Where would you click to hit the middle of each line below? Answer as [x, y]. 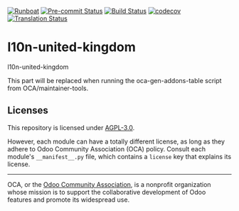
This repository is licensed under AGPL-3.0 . [71, 127]
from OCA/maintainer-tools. [48, 88]
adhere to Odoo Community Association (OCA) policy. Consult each [107, 148]
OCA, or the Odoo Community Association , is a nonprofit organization [109, 184]
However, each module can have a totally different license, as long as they [116, 141]
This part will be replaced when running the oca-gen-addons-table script [115, 80]
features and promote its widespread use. [69, 200]
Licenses [28, 110]
